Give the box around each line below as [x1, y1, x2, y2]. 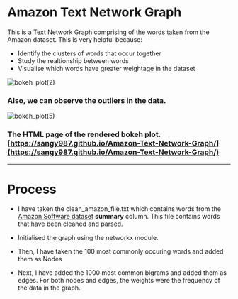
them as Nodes [17, 255, 62, 263]
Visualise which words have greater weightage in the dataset [17, 64, 196, 72]
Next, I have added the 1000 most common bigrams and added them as [17, 268, 227, 277]
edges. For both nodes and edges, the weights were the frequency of [17, 276, 221, 285]
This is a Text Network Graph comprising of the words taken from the [7, 28, 210, 36]
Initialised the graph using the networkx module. [17, 234, 159, 242]
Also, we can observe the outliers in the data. [7, 95, 166, 105]
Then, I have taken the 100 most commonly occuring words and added [17, 247, 224, 256]
